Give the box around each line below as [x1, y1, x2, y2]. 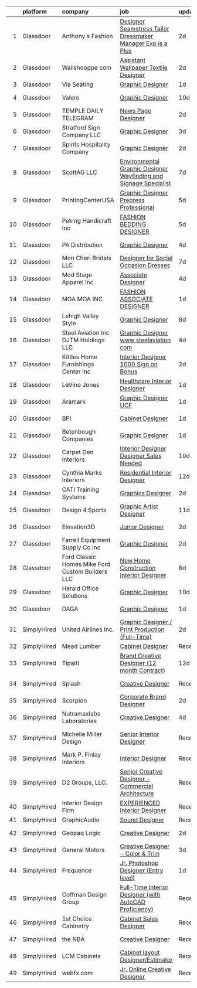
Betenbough [62, 428, 96, 435]
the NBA [62, 935, 85, 943]
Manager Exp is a [120, 39, 168, 47]
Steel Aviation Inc [62, 329, 110, 336]
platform [22, 8, 47, 15]
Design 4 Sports [62, 506, 107, 514]
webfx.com [62, 969, 93, 977]
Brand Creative [120, 652, 161, 660]
